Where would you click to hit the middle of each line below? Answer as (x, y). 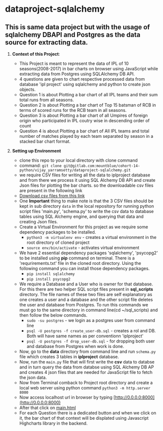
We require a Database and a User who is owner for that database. (86, 284)
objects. (27, 89)
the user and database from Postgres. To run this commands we (84, 305)
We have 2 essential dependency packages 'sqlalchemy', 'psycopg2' (89, 253)
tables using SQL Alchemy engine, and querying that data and (81, 216)
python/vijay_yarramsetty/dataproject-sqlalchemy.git (75, 170)
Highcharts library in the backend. (53, 423)
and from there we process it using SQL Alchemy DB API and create (87, 180)
